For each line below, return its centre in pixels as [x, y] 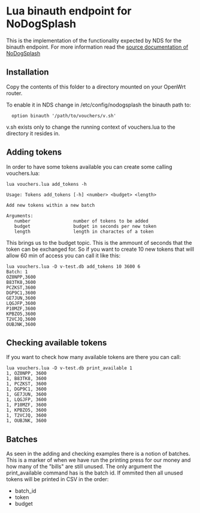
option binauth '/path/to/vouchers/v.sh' [64, 115]
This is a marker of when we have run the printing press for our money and [99, 460]
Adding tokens [34, 152]
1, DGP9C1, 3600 [26, 389]
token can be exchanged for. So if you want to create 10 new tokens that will [100, 249]
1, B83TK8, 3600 [26, 379]
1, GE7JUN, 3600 [26, 395]
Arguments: [20, 216]
